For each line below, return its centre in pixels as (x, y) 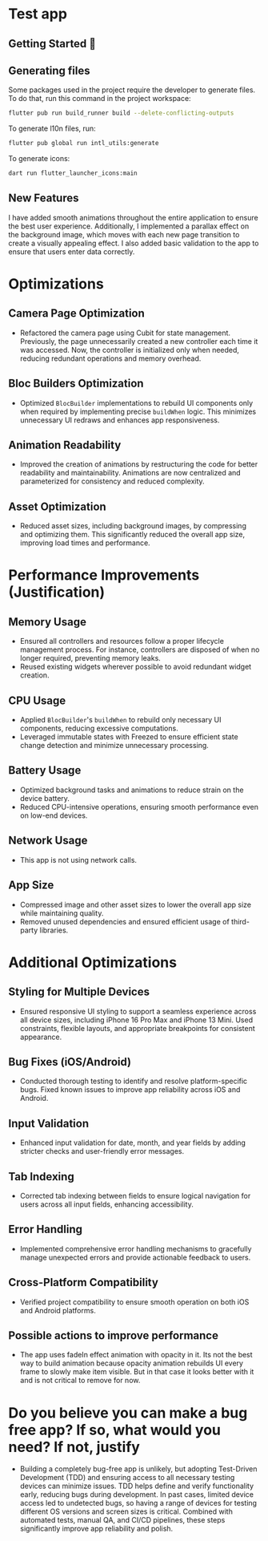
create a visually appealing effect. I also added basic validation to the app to (134, 243)
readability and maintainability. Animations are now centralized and (130, 473)
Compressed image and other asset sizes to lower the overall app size (136, 904)
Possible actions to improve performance (113, 1335)
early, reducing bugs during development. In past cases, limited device (137, 1494)
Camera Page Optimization (77, 313)
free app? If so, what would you (115, 1430)
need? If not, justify (74, 1447)
